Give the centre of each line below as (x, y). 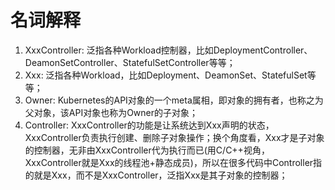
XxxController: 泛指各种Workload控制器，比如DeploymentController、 (168, 50)
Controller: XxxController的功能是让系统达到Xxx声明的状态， (149, 125)
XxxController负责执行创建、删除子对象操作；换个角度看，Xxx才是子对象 (174, 137)
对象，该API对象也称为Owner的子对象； (116, 112)
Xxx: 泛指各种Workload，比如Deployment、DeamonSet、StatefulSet (166, 75)
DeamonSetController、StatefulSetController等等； (130, 62)
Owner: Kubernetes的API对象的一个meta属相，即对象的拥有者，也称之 (169, 100)
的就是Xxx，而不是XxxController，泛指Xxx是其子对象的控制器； (156, 175)
